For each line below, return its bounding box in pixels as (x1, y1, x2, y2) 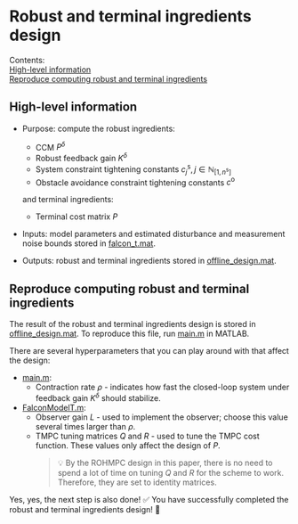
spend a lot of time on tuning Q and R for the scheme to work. (57, 467, 285, 478)
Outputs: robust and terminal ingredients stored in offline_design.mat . (21, 256, 278, 266)
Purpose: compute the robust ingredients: (21, 123, 175, 134)
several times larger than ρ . (35, 421, 136, 431)
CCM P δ (35, 140, 66, 152)
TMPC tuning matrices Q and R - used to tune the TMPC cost (35, 430, 260, 441)
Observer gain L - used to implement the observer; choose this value (35, 412, 289, 422)
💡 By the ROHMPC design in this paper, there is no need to (57, 457, 273, 468)
